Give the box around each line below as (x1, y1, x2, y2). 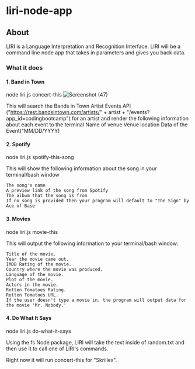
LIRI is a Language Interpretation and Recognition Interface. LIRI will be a (6, 43, 181, 50)
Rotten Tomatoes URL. (6, 292, 59, 298)
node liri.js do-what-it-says (6, 327, 71, 334)
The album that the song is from (6, 193, 88, 199)
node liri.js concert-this (6, 91, 62, 98)
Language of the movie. (6, 271, 64, 277)
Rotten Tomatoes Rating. (6, 287, 67, 293)
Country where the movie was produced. (6, 266, 103, 273)
